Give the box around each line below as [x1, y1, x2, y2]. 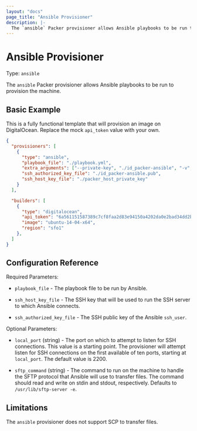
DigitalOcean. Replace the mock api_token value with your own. [6, 127, 160, 133]
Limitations [6, 403, 48, 413]
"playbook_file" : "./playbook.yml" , [21, 160, 111, 165]
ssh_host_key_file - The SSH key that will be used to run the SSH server [14, 296, 191, 303]
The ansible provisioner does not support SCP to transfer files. [6, 419, 158, 426]
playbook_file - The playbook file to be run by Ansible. [14, 285, 148, 292]
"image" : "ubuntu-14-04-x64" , [21, 220, 96, 226]
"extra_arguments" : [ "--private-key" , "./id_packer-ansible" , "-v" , [21, 165, 193, 171]
